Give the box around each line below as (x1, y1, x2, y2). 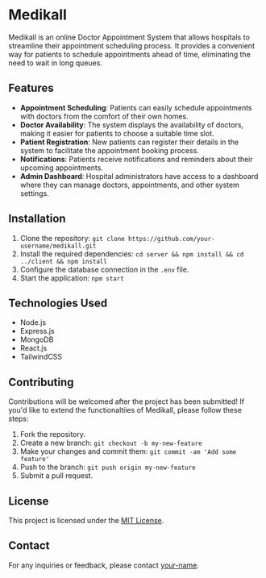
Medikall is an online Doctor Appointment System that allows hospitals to (8, 32, 250, 42)
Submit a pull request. (19, 471, 94, 480)
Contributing (8, 375, 74, 389)
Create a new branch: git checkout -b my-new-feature (19, 438, 203, 448)
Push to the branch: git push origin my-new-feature (19, 462, 196, 472)
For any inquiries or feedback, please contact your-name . (8, 560, 200, 570)
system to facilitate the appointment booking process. (19, 145, 200, 155)
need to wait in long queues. (8, 58, 103, 68)
